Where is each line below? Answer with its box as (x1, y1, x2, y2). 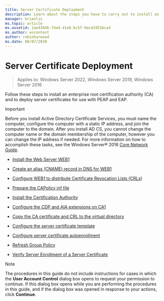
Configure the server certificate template (12, 223, 95, 229)
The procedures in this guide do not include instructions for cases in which (5, 271, 157, 276)
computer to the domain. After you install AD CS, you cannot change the (5, 126, 151, 132)
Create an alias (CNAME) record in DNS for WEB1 (12, 165, 112, 172)
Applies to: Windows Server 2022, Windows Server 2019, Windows (17, 77, 153, 82)
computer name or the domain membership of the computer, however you (5, 131, 155, 137)
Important (5, 106, 25, 112)
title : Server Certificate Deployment (5, 7, 84, 12)
